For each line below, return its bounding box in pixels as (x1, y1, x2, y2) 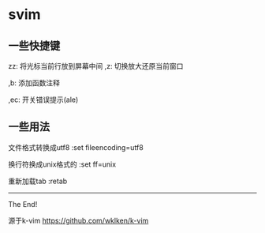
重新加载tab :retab (8, 176, 68, 186)
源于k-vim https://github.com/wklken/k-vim (8, 216, 149, 225)
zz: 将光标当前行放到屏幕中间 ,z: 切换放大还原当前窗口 (8, 62, 184, 70)
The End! (8, 199, 38, 209)
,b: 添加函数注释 (8, 78, 61, 88)
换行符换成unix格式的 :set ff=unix (8, 160, 117, 169)
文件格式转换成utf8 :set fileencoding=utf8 (8, 142, 144, 152)
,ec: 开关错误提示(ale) (8, 95, 79, 104)
